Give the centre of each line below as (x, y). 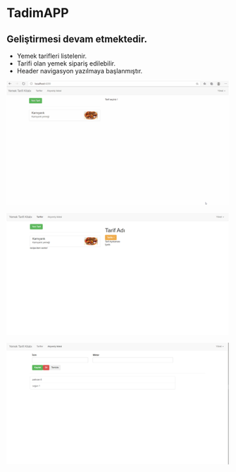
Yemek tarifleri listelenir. (52, 56)
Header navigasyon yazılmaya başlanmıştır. (80, 71)
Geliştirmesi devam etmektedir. (77, 39)
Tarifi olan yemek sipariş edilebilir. (66, 63)
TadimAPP (38, 13)
